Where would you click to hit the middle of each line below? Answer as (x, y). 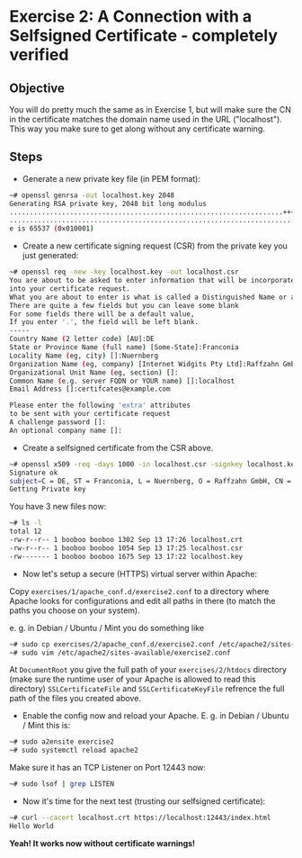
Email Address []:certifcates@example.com (90, 389)
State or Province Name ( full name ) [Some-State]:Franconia (124, 348)
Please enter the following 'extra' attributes (100, 406)
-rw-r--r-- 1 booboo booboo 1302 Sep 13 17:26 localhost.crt (126, 540)
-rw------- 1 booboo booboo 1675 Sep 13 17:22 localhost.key (126, 556)
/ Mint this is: (46, 726)
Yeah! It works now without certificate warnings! (102, 843)
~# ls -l (26, 523)
